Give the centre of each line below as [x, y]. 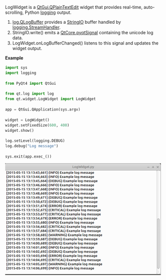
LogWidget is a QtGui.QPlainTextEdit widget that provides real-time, [74, 7]
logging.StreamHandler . [36, 27]
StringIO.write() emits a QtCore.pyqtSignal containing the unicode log [83, 32]
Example [14, 58]
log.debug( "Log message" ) [32, 146]
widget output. [27, 48]
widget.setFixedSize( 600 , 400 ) [37, 125]
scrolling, [14, 12]
